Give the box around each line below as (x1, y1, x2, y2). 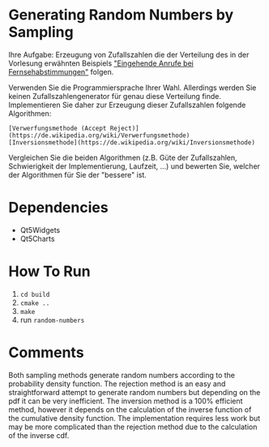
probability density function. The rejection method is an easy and (8, 379, 226, 389)
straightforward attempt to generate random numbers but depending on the (8, 387, 261, 397)
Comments (8, 343, 84, 362)
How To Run (8, 262, 91, 281)
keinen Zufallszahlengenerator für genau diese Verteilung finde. (8, 91, 221, 101)
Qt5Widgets (19, 225, 61, 234)
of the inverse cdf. (8, 430, 70, 440)
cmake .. (19, 299, 50, 307)
